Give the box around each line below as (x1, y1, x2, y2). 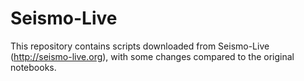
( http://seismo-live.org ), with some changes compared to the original (10, 50, 295, 62)
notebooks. (10, 61, 57, 73)
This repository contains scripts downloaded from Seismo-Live (10, 40, 270, 52)
